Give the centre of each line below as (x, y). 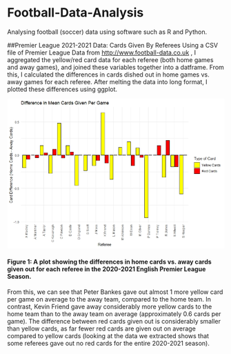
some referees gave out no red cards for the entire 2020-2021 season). (109, 344)
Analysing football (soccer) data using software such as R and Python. (107, 32)
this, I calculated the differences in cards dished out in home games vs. (108, 75)
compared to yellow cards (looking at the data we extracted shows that (108, 336)
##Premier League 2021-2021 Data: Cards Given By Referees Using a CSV (113, 45)
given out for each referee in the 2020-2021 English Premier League (107, 269)
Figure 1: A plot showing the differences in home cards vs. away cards (109, 262)
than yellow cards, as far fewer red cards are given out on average (102, 328)
